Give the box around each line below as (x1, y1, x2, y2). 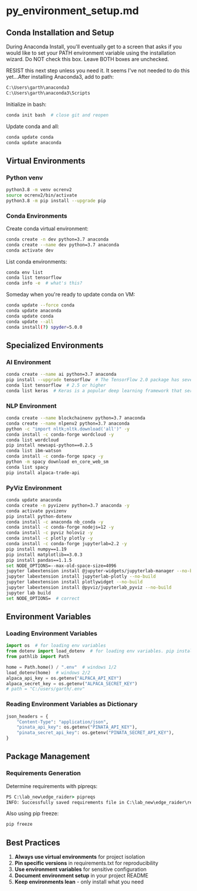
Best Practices (6, 837, 60, 847)
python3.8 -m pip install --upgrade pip (6, 198, 107, 203)
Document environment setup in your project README (14, 872, 148, 879)
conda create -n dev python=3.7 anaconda (6, 236, 109, 242)
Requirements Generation (6, 769, 81, 777)
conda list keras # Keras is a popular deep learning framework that (6, 388, 182, 393)
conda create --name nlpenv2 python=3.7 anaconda (6, 421, 130, 426)
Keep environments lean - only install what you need (14, 878, 144, 886)
